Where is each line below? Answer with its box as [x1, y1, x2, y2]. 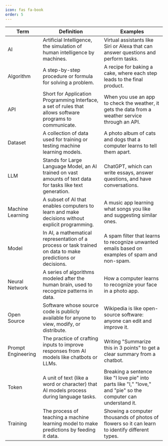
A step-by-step [42, 66, 81, 73]
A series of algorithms [42, 268, 94, 275]
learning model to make [42, 420, 98, 427]
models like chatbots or [42, 353, 97, 360]
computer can [103, 393, 137, 400]
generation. [42, 188, 70, 195]
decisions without [42, 215, 84, 222]
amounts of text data [42, 175, 91, 182]
